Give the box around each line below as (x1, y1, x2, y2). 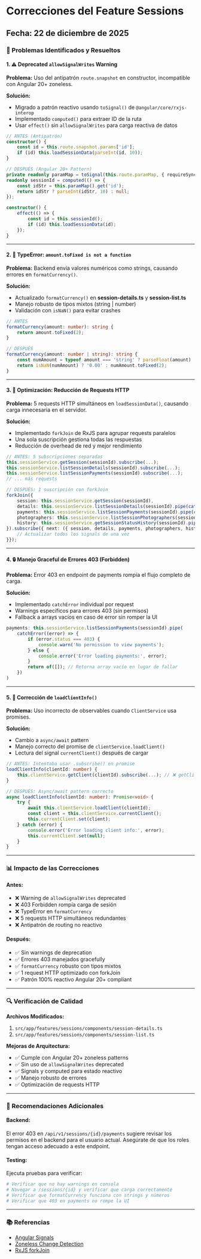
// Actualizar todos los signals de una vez (17, 531, 130, 537)
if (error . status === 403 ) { (28, 636, 100, 642)
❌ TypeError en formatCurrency (14, 908, 92, 915)
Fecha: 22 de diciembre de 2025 (6, 28, 129, 38)
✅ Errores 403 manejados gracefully (14, 956, 106, 963)
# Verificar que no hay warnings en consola (6, 1181, 119, 1187)
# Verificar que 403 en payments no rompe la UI (6, 1198, 130, 1204)
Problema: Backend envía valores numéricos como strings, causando (6, 264, 178, 272)
